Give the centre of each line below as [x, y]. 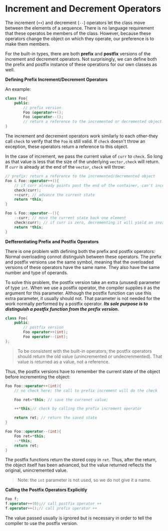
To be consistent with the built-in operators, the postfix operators [84, 351]
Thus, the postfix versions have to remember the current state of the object [83, 371]
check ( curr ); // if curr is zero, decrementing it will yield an [84, 222]
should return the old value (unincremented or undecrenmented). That [90, 356]
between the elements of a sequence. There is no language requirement [79, 28]
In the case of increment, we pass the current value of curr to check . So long [84, 157]
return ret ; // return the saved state [56, 418]
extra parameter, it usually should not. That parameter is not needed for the [83, 298]
